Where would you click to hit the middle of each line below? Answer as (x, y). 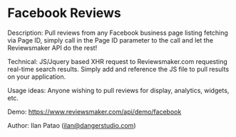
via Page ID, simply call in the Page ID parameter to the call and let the (111, 40)
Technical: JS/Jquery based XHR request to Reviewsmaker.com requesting (118, 61)
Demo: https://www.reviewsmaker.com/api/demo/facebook (94, 111)
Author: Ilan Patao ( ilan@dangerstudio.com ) (72, 125)
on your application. (37, 77)
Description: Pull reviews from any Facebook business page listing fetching (118, 33)
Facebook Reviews (64, 13)
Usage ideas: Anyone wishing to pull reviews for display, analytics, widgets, (118, 90)
